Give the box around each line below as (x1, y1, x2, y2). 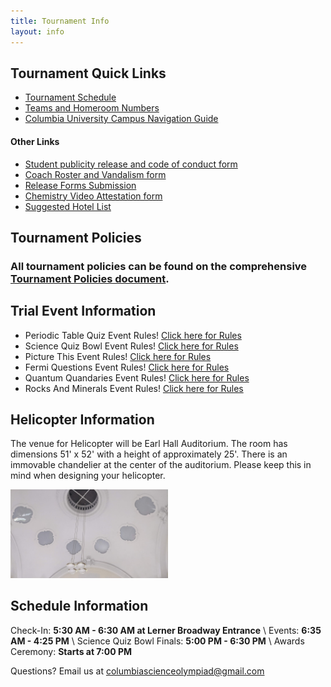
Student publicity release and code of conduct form (24, 158, 238, 170)
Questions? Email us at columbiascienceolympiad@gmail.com (10, 665, 265, 677)
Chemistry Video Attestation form (24, 190, 163, 202)
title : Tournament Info (10, 16, 110, 26)
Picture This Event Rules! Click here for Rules (24, 350, 212, 362)
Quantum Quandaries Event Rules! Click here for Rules (24, 371, 250, 384)
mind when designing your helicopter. (10, 470, 166, 482)
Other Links (10, 135, 60, 147)
